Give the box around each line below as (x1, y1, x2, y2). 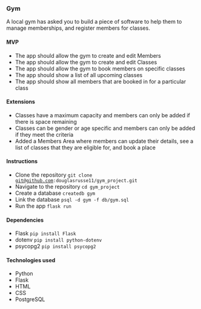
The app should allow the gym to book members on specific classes (15, 65, 186, 72)
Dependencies (6, 216, 44, 223)
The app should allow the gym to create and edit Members (15, 52, 162, 59)
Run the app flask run (15, 202, 71, 209)
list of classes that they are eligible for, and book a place (15, 144, 156, 151)
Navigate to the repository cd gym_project (15, 183, 120, 190)
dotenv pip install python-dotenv (15, 236, 102, 243)
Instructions (6, 158, 38, 165)
